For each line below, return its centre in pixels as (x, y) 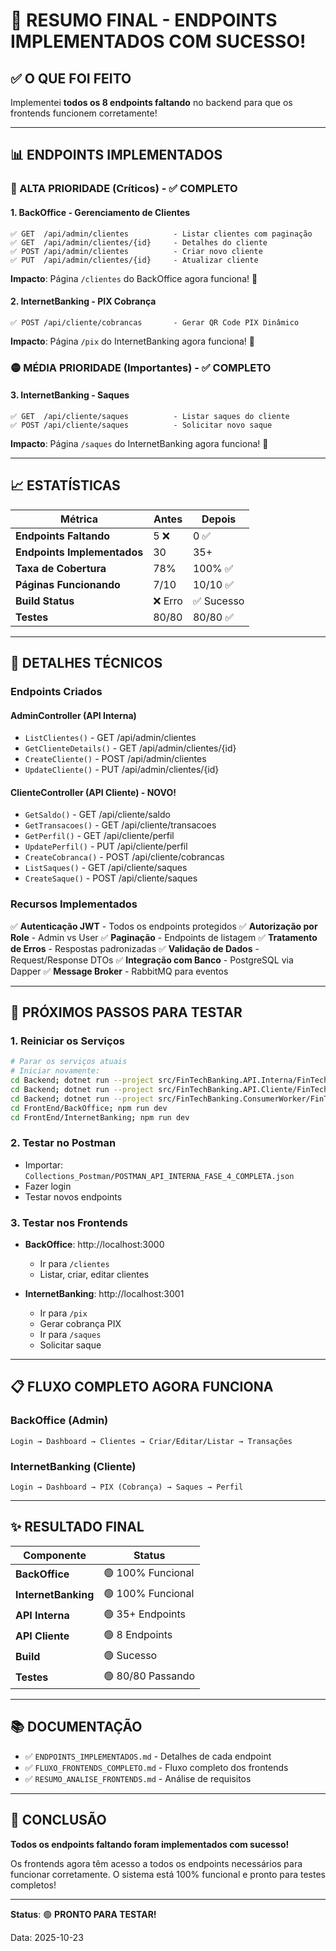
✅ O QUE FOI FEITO (71, 78)
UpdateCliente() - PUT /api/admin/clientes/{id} (122, 770)
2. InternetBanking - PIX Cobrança (83, 301)
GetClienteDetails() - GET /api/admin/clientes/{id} (130, 748)
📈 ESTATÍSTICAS (65, 485)
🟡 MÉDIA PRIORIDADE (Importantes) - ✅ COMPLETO (141, 367)
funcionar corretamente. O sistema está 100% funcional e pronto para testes (168, 1874)
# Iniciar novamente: (55, 1071)
